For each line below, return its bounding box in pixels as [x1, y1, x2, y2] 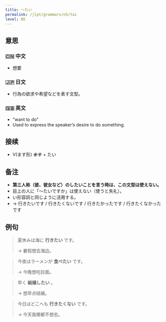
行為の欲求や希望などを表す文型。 [12, 91, 83, 97]
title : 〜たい [5, 7, 32, 12]
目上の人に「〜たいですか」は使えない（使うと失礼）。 [12, 188, 124, 194]
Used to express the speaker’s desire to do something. [12, 121, 125, 127]
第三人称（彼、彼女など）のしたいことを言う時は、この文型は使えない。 [12, 182, 161, 188]
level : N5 [5, 16, 26, 21]
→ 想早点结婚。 [17, 290, 50, 296]
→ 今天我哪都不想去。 [17, 311, 63, 317]
